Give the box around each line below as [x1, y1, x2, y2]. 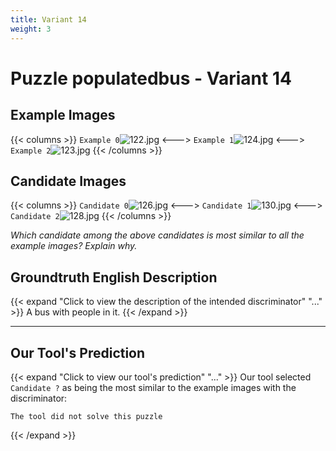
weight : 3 [10, 24, 52, 34]
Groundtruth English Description [10, 269, 218, 286]
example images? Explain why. [10, 240, 138, 252]
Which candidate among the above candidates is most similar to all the [10, 229, 305, 241]
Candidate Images [10, 172, 127, 190]
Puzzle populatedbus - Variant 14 [10, 67, 292, 90]
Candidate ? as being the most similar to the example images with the [10, 381, 297, 393]
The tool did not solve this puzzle [10, 411, 163, 421]
